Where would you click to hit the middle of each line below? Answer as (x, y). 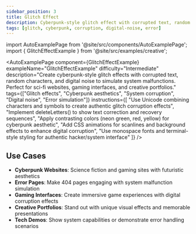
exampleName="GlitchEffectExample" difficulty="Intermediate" (82, 69)
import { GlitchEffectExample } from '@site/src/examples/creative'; (87, 51)
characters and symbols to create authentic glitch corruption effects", (90, 106)
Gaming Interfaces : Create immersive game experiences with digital (97, 195)
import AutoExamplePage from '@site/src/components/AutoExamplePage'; (97, 45)
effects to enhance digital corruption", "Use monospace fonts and (86, 131)
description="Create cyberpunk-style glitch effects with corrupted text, (92, 75)
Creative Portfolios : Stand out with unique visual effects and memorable (102, 208)
